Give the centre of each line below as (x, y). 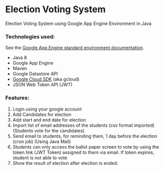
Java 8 (20, 58)
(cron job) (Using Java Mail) (42, 141)
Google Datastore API (35, 74)
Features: (17, 98)
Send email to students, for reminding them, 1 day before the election (85, 136)
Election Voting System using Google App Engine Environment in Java (78, 23)
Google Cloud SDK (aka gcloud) (46, 79)
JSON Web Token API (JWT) (42, 84)
